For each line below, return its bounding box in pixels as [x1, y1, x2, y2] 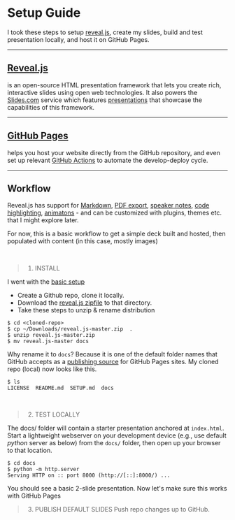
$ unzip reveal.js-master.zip [7, 332, 96, 339]
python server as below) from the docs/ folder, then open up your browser [7, 439, 221, 447]
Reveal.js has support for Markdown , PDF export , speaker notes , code [7, 201, 210, 210]
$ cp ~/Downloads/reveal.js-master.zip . [7, 326, 133, 333]
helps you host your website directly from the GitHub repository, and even [7, 148, 220, 157]
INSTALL [34, 264, 61, 273]
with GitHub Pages [7, 491, 62, 500]
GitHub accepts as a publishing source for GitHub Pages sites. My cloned [7, 358, 219, 366]
